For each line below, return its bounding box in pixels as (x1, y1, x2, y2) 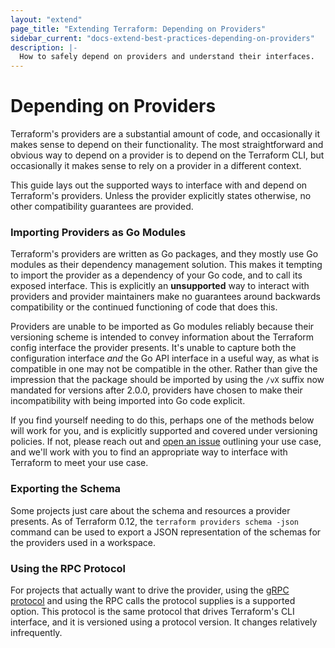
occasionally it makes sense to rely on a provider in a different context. (10, 160, 302, 172)
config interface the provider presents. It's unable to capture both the (10, 342, 297, 354)
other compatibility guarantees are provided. (10, 201, 194, 213)
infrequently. (10, 626, 63, 638)
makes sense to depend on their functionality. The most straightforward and (10, 139, 324, 151)
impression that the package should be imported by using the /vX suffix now (10, 374, 325, 386)
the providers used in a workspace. (10, 536, 156, 548)
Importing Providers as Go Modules (10, 225, 187, 239)
